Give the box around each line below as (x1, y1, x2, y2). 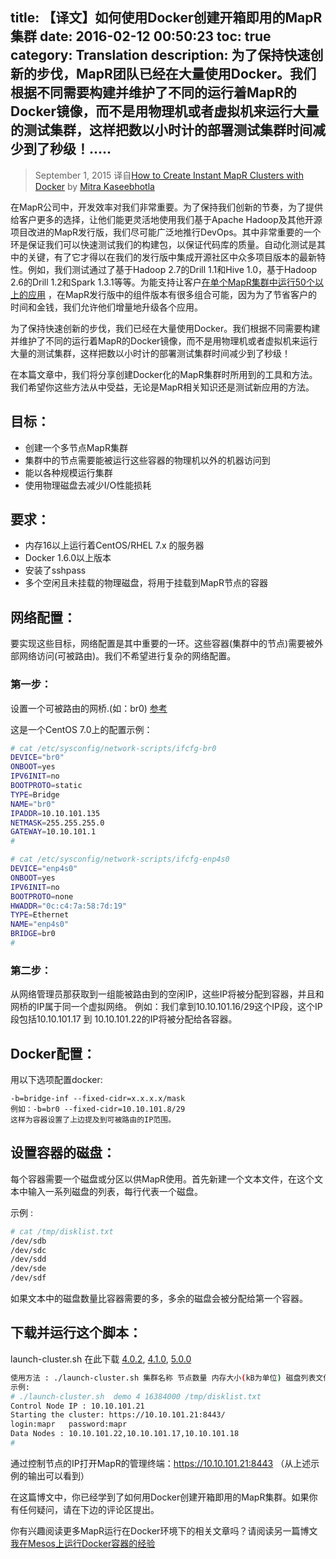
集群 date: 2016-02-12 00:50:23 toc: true (10, 28, 272, 45)
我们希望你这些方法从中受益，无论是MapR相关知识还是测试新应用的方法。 (10, 381, 315, 393)
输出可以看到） (27, 1469, 90, 1482)
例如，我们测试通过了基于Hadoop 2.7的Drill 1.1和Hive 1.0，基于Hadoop (27, 263, 318, 275)
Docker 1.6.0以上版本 (24, 552, 112, 564)
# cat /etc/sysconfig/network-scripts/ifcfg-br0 (10, 743, 217, 753)
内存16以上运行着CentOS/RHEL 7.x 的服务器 (24, 539, 205, 552)
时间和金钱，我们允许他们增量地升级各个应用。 (10, 301, 203, 313)
